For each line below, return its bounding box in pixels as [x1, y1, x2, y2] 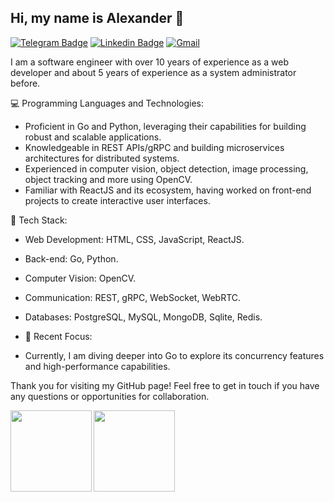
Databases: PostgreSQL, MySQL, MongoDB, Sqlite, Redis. [24, 311, 263, 323]
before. [10, 77, 41, 89]
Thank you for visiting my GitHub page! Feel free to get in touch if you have [10, 379, 320, 391]
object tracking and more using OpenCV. [24, 173, 193, 185]
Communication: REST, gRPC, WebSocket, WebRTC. [24, 291, 242, 303]
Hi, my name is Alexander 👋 [10, 10, 185, 27]
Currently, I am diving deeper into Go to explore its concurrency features [24, 349, 325, 361]
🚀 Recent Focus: [24, 330, 93, 342]
